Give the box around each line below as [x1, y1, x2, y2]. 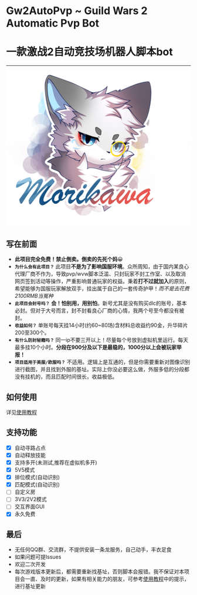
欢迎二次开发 [14, 561, 46, 568]
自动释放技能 [14, 451, 46, 459]
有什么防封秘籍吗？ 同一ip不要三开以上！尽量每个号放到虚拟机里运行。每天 [14, 337, 189, 344]
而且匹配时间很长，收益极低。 [45, 373, 118, 380]
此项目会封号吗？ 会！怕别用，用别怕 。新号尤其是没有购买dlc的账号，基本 [14, 300, 187, 307]
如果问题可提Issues [14, 553, 62, 560]
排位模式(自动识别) [14, 474, 60, 481]
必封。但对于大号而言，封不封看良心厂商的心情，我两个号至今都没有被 [14, 307, 185, 314]
